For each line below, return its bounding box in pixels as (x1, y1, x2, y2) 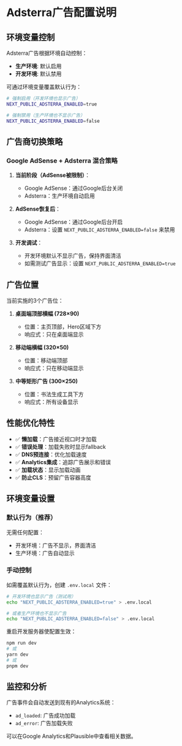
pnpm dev (6, 662, 29, 669)
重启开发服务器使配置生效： (6, 627, 77, 635)
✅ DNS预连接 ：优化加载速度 (15, 451, 87, 458)
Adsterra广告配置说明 (6, 6, 117, 20)
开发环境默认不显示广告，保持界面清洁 (24, 252, 121, 260)
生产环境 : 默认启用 (15, 63, 62, 69)
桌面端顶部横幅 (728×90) (15, 310, 80, 317)
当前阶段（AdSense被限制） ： (15, 171, 91, 179)
